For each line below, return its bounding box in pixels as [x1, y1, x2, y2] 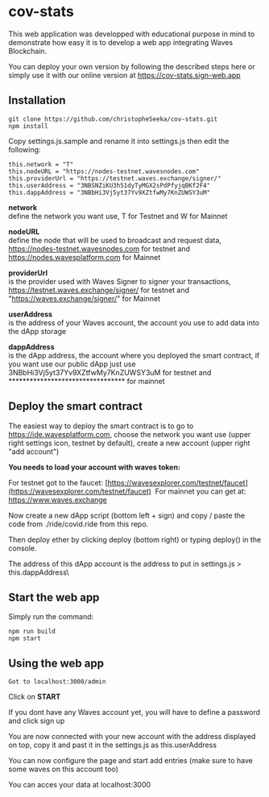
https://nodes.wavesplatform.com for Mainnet [8, 252, 161, 262]
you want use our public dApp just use [8, 359, 136, 369]
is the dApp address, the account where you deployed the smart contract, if [8, 350, 260, 360]
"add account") [8, 446, 60, 456]
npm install [8, 122, 48, 130]
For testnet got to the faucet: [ [8, 477, 108, 487]
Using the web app [8, 656, 105, 670]
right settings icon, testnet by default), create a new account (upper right [8, 438, 250, 448]
